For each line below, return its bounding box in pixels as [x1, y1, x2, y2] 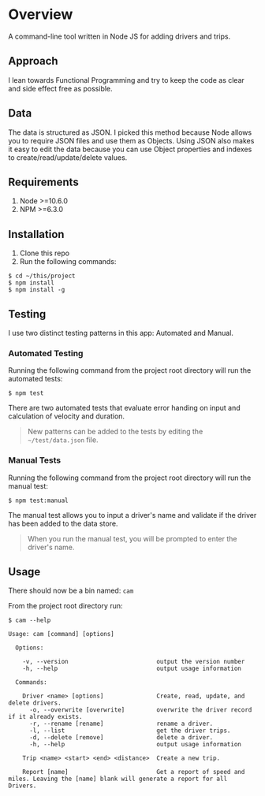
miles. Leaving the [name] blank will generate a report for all [8, 775, 227, 783]
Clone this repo [19, 248, 69, 258]
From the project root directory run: [8, 601, 124, 611]
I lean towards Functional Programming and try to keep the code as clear [8, 75, 244, 84]
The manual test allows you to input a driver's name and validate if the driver [8, 510, 257, 519]
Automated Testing [8, 348, 84, 359]
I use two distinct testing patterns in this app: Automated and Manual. [8, 329, 234, 337]
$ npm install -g [8, 286, 65, 294]
